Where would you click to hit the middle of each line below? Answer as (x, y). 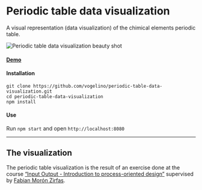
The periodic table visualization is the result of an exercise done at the (93, 167)
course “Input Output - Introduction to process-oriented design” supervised (100, 174)
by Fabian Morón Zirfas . (36, 180)
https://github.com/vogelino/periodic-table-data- (98, 86)
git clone (19, 86)
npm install (21, 102)
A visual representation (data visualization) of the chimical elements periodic (101, 28)
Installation (20, 73)
